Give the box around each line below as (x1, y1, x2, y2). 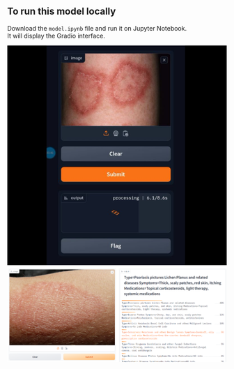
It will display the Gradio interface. (7, 31, 106, 40)
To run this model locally (7, 6, 116, 17)
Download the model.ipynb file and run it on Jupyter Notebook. (7, 24, 187, 32)
